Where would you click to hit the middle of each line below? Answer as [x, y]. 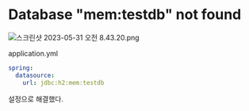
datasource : [35, 75]
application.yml [33, 53]
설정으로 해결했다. [36, 99]
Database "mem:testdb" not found [125, 15]
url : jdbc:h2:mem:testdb [63, 82]
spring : [21, 68]
